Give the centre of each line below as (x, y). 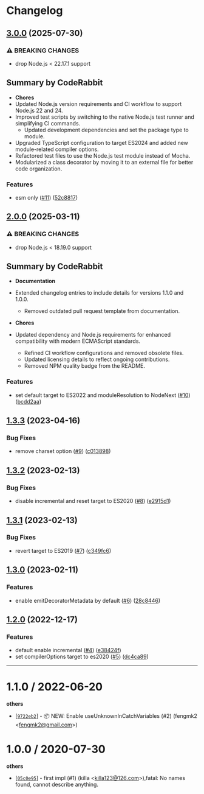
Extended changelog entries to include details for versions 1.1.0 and (99, 293)
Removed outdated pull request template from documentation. (102, 311)
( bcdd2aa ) (28, 401)
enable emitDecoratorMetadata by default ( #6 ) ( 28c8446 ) (88, 600)
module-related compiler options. (57, 149)
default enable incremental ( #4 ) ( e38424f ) (68, 650)
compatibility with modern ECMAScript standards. (78, 341)
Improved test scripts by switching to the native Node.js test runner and (104, 117)
